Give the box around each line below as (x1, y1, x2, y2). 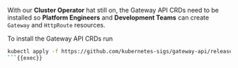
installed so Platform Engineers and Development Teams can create (7, 13, 210, 22)
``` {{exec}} (7, 54, 42, 62)
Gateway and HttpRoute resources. (7, 21, 106, 29)
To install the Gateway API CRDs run (7, 34, 113, 43)
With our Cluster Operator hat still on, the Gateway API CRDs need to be (7, 6, 220, 14)
